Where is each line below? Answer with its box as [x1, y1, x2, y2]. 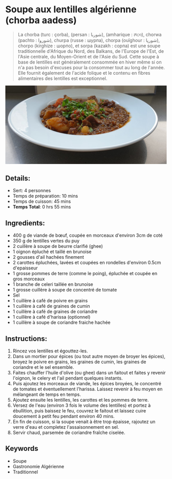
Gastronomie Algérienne [12, 463, 64, 469]
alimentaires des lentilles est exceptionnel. [17, 75, 107, 81]
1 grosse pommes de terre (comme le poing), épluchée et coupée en [12, 270, 158, 277]
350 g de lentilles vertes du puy [12, 238, 80, 244]
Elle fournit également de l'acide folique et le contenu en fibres [17, 70, 150, 76]
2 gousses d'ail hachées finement [12, 254, 84, 260]
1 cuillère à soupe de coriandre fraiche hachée [12, 319, 111, 326]
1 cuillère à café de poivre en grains [12, 298, 88, 304]
